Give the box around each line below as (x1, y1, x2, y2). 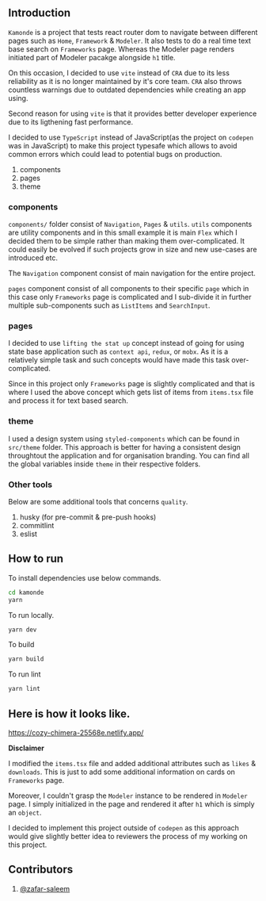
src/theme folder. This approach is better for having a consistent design (8, 442, 241, 451)
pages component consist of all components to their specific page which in (8, 284, 249, 293)
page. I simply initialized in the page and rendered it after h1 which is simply (8, 799, 255, 808)
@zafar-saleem (19, 884, 70, 893)
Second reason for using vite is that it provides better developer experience (8, 109, 257, 118)
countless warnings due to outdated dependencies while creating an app (8, 85, 247, 94)
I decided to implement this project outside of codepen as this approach (8, 823, 240, 832)
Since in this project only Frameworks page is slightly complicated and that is (8, 379, 256, 389)
